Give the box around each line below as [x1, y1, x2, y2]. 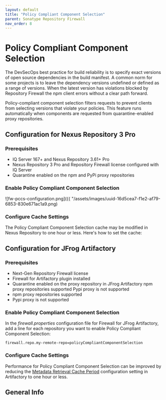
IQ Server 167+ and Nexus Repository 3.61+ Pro [12, 156, 110, 162]
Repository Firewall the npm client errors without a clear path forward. [5, 90, 149, 97]
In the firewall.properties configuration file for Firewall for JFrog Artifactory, [5, 320, 159, 326]
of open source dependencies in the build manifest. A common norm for [5, 75, 153, 81]
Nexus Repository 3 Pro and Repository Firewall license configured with [12, 162, 159, 168]
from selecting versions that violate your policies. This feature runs [5, 105, 142, 112]
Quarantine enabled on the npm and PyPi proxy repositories [12, 172, 135, 178]
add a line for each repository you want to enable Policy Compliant [5, 326, 141, 332]
